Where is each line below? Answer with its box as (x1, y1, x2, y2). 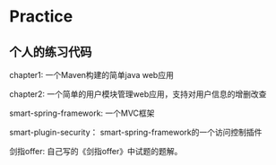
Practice (9, 6, 73, 27)
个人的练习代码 (9, 44, 92, 59)
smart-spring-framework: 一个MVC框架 (9, 108, 155, 118)
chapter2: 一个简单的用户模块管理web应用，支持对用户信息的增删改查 (9, 89, 267, 100)
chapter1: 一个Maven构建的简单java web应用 (9, 70, 175, 80)
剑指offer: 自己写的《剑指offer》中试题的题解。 (9, 146, 183, 156)
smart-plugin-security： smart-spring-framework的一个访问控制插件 (9, 127, 263, 137)
